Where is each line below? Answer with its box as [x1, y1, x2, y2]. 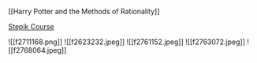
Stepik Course [8, 22, 54, 31]
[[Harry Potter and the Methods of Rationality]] [8, 7, 160, 16]
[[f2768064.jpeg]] [8, 46, 67, 54]
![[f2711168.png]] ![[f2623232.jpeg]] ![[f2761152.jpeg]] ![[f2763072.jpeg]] [8, 37, 246, 46]
